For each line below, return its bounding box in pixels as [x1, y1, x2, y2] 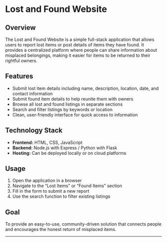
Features [5, 72, 33, 81]
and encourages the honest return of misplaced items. [5, 227, 117, 233]
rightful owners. [5, 58, 38, 63]
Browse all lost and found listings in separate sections [12, 101, 123, 107]
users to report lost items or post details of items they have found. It [5, 42, 144, 48]
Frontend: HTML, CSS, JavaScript [12, 139, 83, 145]
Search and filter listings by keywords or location [12, 106, 113, 113]
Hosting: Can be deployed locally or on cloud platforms [12, 150, 127, 156]
